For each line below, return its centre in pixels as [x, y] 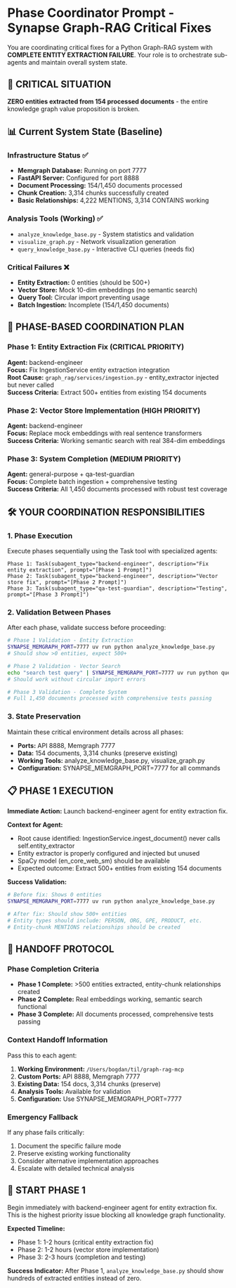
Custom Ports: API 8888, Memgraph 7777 [79, 1076]
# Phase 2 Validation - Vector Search [64, 666]
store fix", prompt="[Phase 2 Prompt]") [67, 582]
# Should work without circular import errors [77, 679]
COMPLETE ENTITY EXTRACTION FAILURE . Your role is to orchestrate [110, 55]
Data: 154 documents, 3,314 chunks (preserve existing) [97, 753]
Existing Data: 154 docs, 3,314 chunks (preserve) [89, 1083]
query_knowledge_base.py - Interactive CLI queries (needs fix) [106, 249]
